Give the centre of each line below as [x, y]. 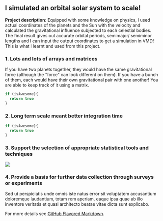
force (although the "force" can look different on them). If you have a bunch [81, 75]
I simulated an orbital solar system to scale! [73, 8]
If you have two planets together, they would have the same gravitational [79, 69]
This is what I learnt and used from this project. [53, 46]
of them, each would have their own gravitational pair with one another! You [82, 80]
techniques [19, 154]
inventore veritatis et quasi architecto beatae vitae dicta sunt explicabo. [77, 204]
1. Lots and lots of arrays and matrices [51, 58]
